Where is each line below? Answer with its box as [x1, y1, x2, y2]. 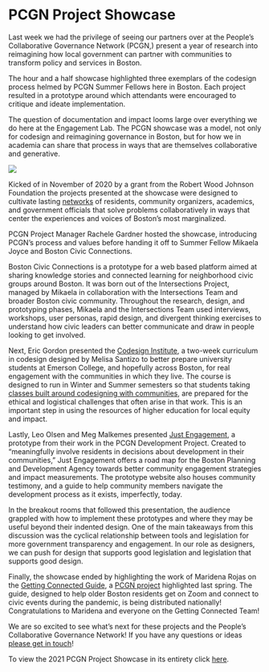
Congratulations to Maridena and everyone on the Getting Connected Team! [8, 605, 260, 616]
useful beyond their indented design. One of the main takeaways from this [8, 522, 254, 531]
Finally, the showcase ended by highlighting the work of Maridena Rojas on [8, 572, 257, 581]
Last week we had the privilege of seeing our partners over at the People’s [8, 32, 255, 42]
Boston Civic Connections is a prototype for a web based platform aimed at [8, 261, 258, 271]
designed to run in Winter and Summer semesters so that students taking [8, 379, 251, 389]
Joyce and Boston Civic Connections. [8, 246, 132, 256]
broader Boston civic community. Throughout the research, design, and [8, 296, 245, 305]
